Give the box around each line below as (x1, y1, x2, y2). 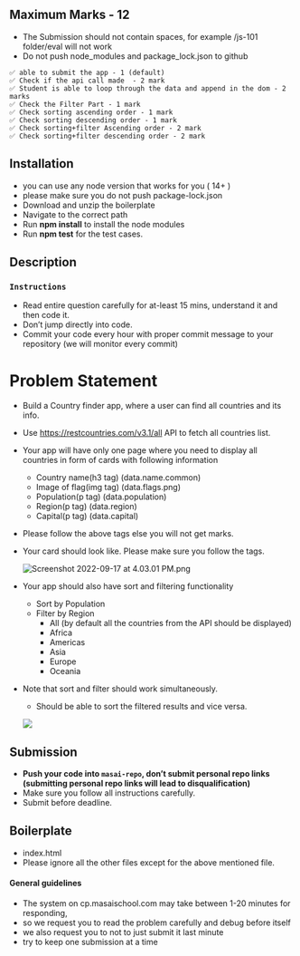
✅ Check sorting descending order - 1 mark (9, 115, 178, 125)
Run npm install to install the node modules (22, 218, 185, 229)
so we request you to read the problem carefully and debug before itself (22, 917, 291, 928)
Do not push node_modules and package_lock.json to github (22, 50, 248, 62)
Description (9, 255, 77, 270)
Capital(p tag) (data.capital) (35, 511, 139, 522)
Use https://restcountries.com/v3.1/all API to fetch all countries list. (22, 428, 271, 439)
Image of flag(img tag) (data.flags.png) (35, 482, 182, 493)
